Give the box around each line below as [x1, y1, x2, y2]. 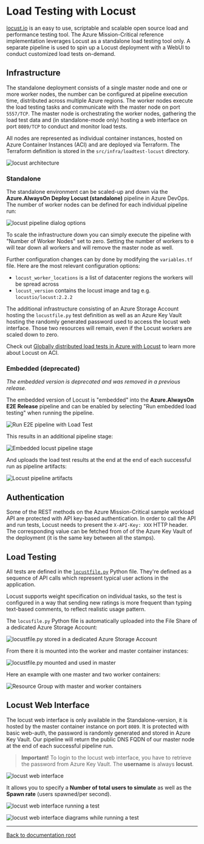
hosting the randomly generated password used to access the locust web [6, 318, 191, 326]
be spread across [15, 281, 59, 288]
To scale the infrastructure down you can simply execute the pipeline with [6, 231, 191, 238]
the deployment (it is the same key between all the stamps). [6, 534, 156, 541]
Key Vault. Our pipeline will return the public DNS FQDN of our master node [6, 735, 195, 743]
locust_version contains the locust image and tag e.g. [15, 287, 151, 294]
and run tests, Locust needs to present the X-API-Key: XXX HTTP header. [6, 521, 188, 529]
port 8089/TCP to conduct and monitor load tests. [6, 123, 127, 130]
